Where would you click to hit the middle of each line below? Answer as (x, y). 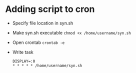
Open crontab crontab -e (38, 42)
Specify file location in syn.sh (43, 23)
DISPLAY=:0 (24, 61)
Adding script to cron (50, 9)
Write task (23, 52)
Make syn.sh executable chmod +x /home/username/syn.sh (71, 32)
